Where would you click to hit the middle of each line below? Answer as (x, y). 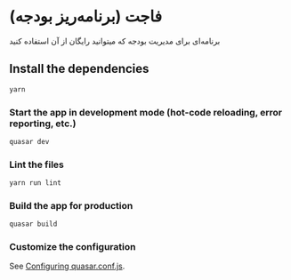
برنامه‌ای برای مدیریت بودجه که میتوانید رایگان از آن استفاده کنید (115, 41)
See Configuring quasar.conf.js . (67, 266)
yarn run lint (36, 183)
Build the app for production (71, 205)
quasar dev (29, 141)
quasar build (33, 224)
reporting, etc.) (43, 124)
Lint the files (36, 164)
